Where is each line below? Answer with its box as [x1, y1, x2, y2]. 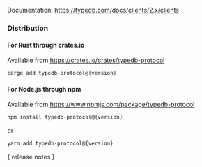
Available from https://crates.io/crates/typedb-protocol [7, 56, 165, 65]
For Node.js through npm [7, 85, 81, 93]
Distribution [7, 23, 49, 33]
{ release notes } [7, 152, 55, 161]
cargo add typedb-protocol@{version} [7, 70, 117, 77]
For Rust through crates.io [7, 41, 85, 49]
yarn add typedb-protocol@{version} [7, 140, 114, 147]
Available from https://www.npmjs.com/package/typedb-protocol [7, 101, 195, 109]
